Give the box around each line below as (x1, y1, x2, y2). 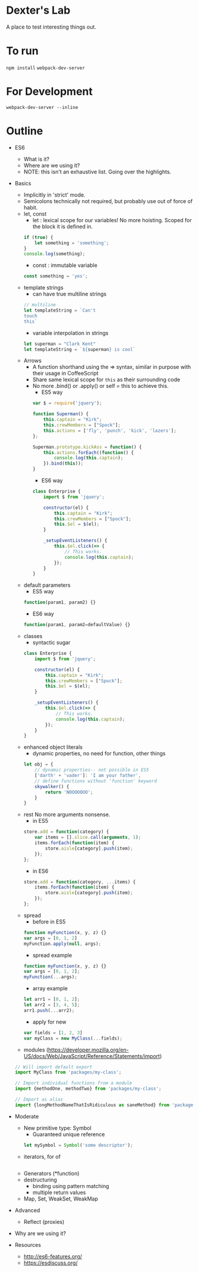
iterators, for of (23, 1153, 61, 1160)
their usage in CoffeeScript (32, 370, 99, 377)
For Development (6, 85, 93, 98)
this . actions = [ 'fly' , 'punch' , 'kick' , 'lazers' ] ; (43, 427, 177, 434)
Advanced (14, 1206, 40, 1214)
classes (23, 633, 43, 639)
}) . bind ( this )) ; (43, 461, 84, 466)
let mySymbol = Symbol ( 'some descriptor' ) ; (23, 1142, 134, 1148)
